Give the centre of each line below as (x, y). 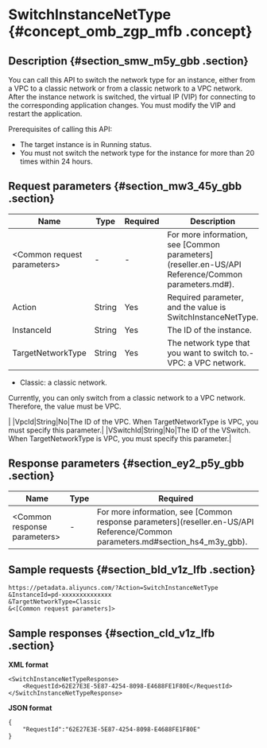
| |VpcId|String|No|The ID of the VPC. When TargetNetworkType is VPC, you (133, 421)
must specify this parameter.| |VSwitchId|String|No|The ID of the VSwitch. (130, 430)
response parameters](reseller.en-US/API (175, 521)
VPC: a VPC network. (206, 362)
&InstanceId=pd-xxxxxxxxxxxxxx (60, 595)
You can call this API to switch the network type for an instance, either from (132, 80)
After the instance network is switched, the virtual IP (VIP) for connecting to (132, 97)
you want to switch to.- (210, 353)
